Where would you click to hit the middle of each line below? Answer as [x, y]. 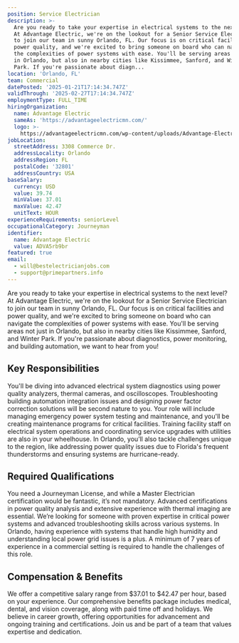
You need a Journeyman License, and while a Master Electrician [101, 494]
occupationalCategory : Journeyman [59, 226]
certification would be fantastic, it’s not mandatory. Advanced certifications [117, 501]
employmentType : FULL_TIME [47, 101]
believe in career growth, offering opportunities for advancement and [109, 617]
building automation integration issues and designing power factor [104, 401]
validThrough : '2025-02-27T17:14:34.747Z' [71, 93]
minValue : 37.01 [38, 200]
